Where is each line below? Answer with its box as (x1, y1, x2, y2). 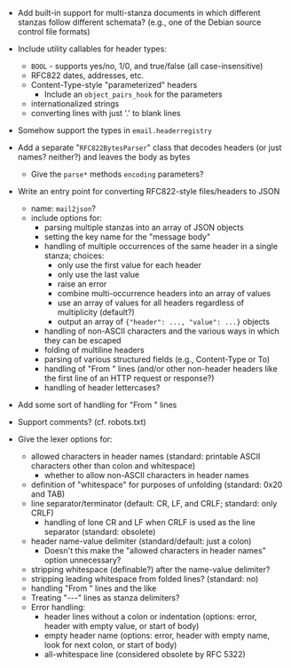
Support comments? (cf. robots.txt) (17, 417, 146, 427)
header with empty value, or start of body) (43, 621, 200, 631)
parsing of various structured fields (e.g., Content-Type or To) (43, 354, 271, 365)
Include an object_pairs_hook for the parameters (43, 89, 224, 99)
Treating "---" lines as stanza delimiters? (30, 593, 180, 602)
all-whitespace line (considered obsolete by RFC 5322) (43, 649, 246, 659)
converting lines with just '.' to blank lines (30, 108, 181, 118)
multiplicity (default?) (57, 307, 135, 318)
